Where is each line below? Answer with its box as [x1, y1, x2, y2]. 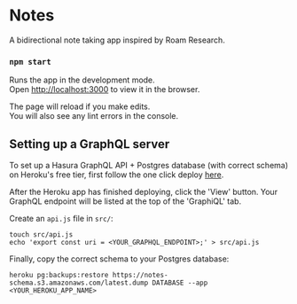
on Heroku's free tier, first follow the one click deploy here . [9, 169, 224, 180]
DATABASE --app [152, 278, 208, 288]
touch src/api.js [9, 230, 74, 239]
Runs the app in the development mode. [9, 74, 155, 85]
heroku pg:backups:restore [9, 271, 109, 280]
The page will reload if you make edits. [9, 101, 151, 112]
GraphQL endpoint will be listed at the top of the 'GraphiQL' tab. [9, 196, 242, 207]
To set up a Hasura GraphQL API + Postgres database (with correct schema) [9, 160, 289, 171]
